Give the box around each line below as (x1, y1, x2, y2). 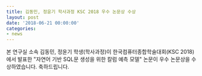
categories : (6, 25, 36, 32)
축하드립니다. (38, 63, 69, 71)
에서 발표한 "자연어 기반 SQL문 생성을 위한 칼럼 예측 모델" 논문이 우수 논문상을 (6, 56, 191, 63)
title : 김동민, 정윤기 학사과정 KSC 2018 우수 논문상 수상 (6, 8, 136, 15)
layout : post (6, 14, 39, 20)
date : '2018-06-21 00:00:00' (6, 20, 80, 26)
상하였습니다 (6, 63, 36, 71)
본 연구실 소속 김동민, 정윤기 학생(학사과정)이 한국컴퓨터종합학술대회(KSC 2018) (6, 48, 195, 56)
